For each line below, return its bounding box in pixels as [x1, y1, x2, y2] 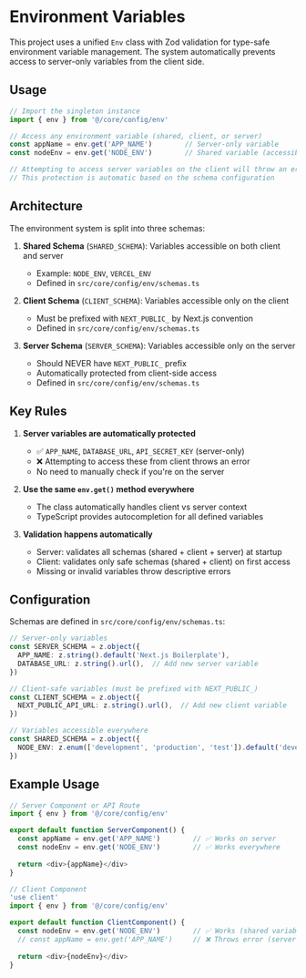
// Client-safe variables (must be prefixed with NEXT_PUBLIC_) [9, 684, 259, 694]
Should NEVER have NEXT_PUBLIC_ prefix [36, 357, 187, 368]
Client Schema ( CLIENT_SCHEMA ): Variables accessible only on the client [22, 294, 290, 306]
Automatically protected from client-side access [36, 367, 217, 378]
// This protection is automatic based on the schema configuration [9, 173, 275, 182]
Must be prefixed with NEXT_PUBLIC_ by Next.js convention [36, 313, 253, 324]
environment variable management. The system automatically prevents [9, 46, 276, 57]
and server [22, 250, 64, 261]
